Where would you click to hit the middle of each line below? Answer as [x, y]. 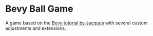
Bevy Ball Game [39, 9]
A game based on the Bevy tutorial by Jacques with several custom [76, 23]
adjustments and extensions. [36, 28]
